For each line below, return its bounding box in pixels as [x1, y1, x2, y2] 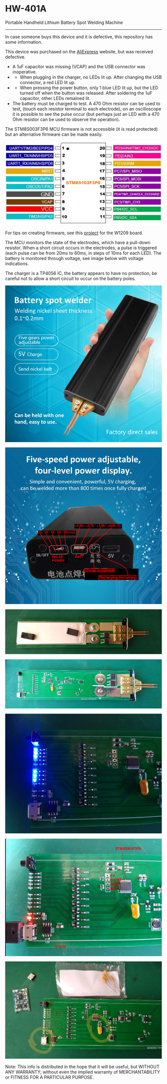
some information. [5, 39, 43, 45]
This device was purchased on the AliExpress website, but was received [5, 48, 153, 55]
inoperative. [12, 69, 37, 75]
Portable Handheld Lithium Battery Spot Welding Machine [5, 19, 123, 25]
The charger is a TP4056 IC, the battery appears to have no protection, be [5, 270, 158, 276]
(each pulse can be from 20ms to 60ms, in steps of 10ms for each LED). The [5, 250, 162, 256]
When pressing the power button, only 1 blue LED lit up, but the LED [19, 85, 159, 90]
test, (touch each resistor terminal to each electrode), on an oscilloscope [12, 105, 162, 112]
